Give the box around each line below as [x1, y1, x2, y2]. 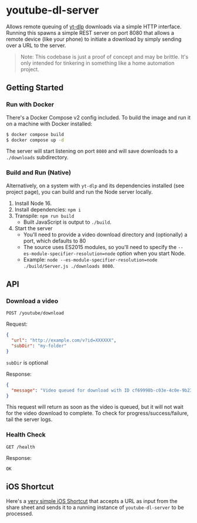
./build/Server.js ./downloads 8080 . [23, 262, 115, 269]
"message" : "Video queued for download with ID [11, 387, 130, 393]
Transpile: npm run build [14, 212, 74, 219]
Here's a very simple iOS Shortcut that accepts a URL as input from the [6, 497, 178, 504]
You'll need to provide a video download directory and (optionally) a [23, 231, 188, 238]
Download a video [6, 297, 59, 305]
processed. [6, 510, 33, 517]
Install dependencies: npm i [14, 206, 81, 213]
